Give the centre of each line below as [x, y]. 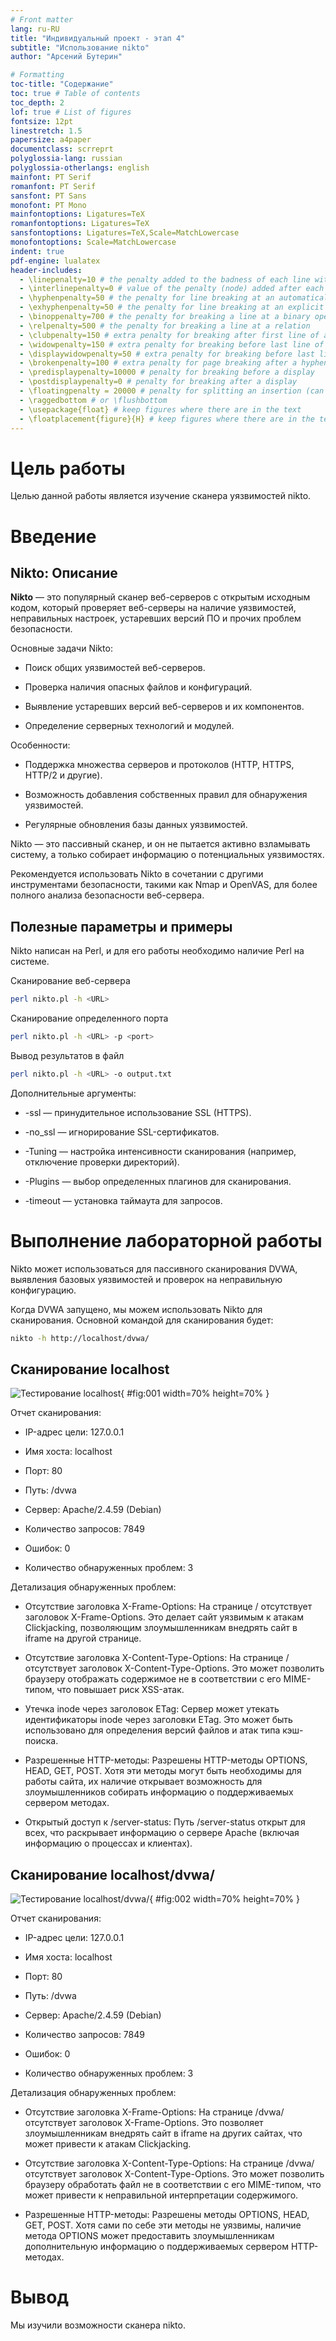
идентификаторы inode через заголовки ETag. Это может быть [158, 1720]
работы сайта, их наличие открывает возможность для [143, 1782]
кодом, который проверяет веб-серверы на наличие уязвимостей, [153, 608]
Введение [53, 536]
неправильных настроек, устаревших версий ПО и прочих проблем [156, 618]
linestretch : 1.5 [46, 131]
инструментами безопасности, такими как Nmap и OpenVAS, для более [164, 885]
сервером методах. [67, 1803]
